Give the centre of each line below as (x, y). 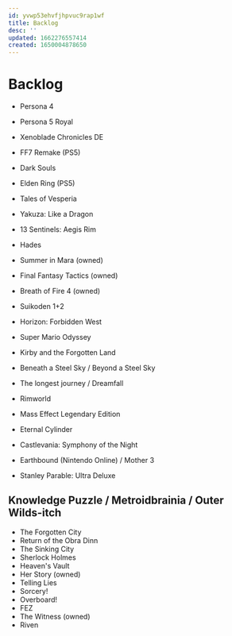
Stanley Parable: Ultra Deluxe (68, 476)
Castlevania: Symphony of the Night (79, 445)
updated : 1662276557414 (48, 38)
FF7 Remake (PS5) (50, 152)
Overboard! (39, 599)
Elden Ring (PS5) (47, 183)
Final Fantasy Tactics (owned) (69, 276)
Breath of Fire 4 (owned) (60, 291)
